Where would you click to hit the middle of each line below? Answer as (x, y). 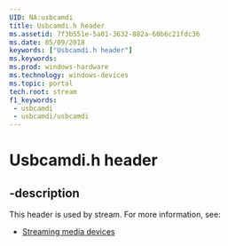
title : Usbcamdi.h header (57, 26)
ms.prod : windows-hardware (59, 67)
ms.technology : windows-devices (69, 75)
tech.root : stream (43, 91)
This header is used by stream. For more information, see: (115, 215)
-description (44, 193)
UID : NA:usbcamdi (41, 17)
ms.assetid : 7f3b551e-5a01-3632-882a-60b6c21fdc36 (105, 34)
